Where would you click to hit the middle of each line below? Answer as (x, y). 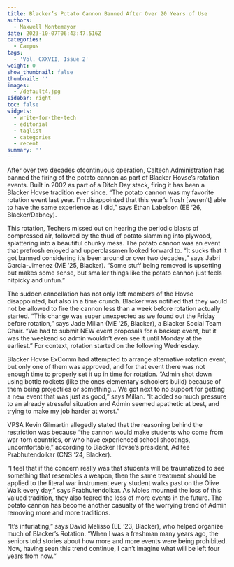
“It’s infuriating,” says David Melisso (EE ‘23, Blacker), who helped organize (115, 526)
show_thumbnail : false (40, 72)
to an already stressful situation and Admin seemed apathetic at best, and (114, 404)
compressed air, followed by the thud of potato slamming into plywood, (110, 236)
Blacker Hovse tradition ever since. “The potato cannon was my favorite (111, 192)
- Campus (26, 46)
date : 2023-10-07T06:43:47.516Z (54, 33)
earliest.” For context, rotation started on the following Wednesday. (104, 346)
